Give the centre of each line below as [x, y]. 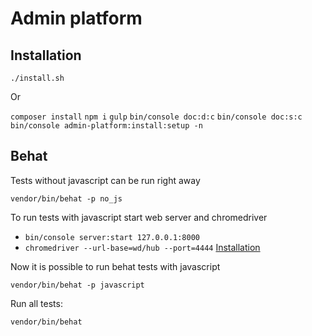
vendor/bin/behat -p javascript [77, 285]
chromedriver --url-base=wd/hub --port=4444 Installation [142, 247]
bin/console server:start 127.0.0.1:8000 [112, 237]
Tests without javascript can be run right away [105, 180]
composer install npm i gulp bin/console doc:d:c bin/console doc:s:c [156, 117]
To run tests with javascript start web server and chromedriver [139, 217]
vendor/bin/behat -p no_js [66, 198]
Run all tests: [36, 303]
